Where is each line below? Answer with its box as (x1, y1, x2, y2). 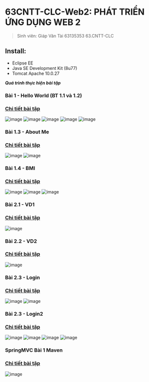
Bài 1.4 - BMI (5, 165, 36, 172)
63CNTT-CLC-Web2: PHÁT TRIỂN (5, 6, 145, 18)
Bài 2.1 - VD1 (5, 201, 35, 208)
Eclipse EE (12, 60, 33, 66)
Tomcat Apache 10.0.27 (12, 70, 60, 76)
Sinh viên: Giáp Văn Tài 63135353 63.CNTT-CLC (17, 33, 114, 39)
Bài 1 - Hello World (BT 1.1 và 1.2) (5, 92, 82, 99)
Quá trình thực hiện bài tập (5, 80, 61, 85)
